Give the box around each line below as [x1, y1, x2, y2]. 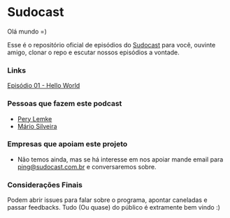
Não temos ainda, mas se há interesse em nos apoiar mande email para [17, 155, 224, 164]
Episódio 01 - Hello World [7, 81, 80, 90]
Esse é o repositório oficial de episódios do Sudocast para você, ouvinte [7, 40, 216, 49]
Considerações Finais [7, 180, 82, 189]
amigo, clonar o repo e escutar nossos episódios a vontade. [7, 48, 180, 56]
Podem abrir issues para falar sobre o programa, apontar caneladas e [7, 196, 208, 204]
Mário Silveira [17, 122, 57, 130]
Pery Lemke [17, 114, 52, 123]
